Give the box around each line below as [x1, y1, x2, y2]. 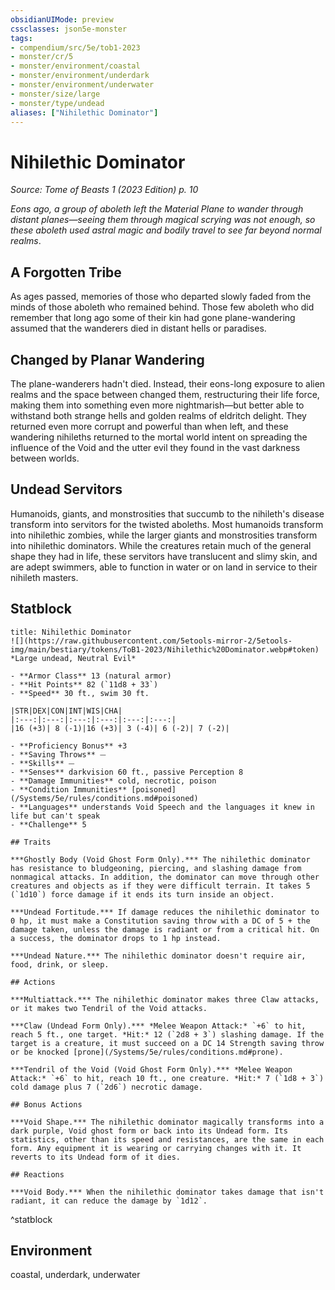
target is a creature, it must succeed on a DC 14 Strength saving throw [10, 1038, 325, 1048]
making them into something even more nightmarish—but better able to [10, 399, 305, 411]
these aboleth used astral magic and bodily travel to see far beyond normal [10, 224, 322, 236]
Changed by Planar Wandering [10, 351, 205, 368]
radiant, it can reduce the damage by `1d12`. [10, 1196, 208, 1206]
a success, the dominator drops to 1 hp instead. [10, 933, 222, 943]
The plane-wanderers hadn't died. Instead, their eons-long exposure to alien [10, 377, 326, 390]
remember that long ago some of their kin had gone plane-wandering [10, 312, 296, 324]
